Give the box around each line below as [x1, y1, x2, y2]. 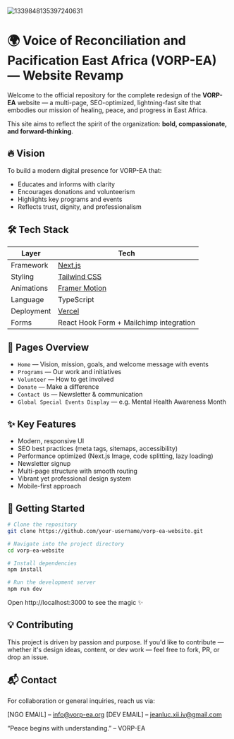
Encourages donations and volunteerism [17, 187, 135, 196]
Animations [11, 283, 48, 293]
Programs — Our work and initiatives [17, 368, 122, 376]
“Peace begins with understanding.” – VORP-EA [7, 723, 146, 732]
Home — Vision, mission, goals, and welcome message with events [17, 360, 209, 368]
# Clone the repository [7, 521, 78, 528]
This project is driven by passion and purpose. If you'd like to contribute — [7, 637, 224, 646]
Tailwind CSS [57, 272, 102, 282]
